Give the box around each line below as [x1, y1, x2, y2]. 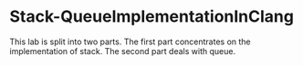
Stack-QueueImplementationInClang [9, 6, 295, 27]
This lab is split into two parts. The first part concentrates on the [9, 36, 251, 47]
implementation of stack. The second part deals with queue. [9, 45, 235, 56]
